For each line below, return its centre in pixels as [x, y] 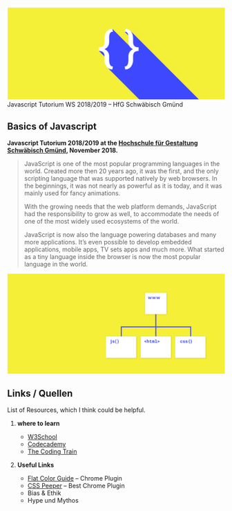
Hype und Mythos [53, 501]
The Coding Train [52, 451]
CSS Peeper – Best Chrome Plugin [76, 486]
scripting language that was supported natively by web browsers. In [120, 178]
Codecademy [47, 445]
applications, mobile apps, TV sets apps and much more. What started [124, 249]
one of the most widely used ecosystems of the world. [101, 221]
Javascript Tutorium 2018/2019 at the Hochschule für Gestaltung [103, 143]
